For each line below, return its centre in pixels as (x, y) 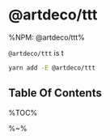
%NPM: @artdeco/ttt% (47, 37)
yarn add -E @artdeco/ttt (52, 68)
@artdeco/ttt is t (36, 53)
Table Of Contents (55, 93)
